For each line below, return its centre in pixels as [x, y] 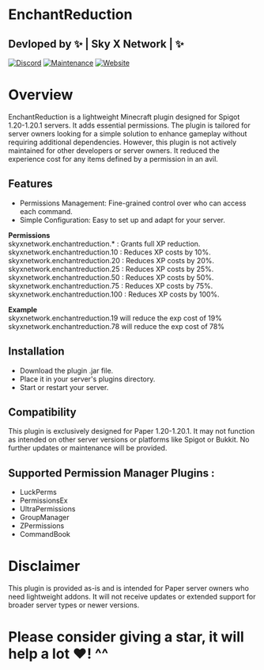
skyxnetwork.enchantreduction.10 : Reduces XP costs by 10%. [109, 252]
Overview [41, 95]
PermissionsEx [44, 500]
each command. [46, 211]
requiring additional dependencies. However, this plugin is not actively [123, 142]
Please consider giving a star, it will [126, 637]
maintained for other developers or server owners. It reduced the [114, 150]
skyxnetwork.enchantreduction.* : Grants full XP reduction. [104, 243]
